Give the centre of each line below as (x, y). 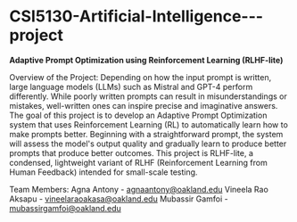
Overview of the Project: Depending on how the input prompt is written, (140, 77)
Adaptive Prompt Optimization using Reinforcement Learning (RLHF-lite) (146, 60)
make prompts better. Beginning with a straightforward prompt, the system (146, 134)
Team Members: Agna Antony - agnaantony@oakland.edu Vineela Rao (139, 189)
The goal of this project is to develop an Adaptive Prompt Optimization (138, 115)
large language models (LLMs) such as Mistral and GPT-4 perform (131, 86)
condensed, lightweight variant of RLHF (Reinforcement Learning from (138, 162)
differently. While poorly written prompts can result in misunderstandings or (148, 96)
